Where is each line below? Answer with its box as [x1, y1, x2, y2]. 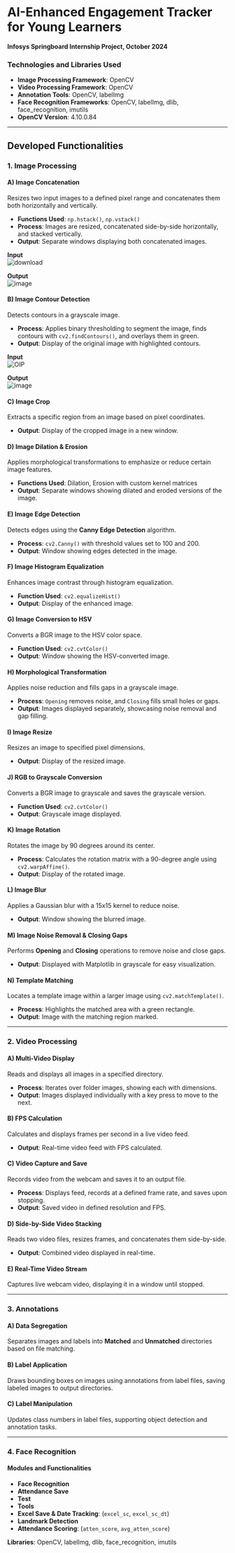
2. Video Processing [7, 1037, 78, 1047]
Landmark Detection [17, 1517, 78, 1525]
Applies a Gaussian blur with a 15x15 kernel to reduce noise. [7, 901, 180, 909]
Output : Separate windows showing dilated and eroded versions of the [17, 486, 222, 495]
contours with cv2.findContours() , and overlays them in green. [17, 331, 199, 340]
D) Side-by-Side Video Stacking [7, 1220, 102, 1228]
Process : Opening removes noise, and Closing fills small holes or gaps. [17, 697, 220, 705]
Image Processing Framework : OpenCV [17, 76, 134, 84]
